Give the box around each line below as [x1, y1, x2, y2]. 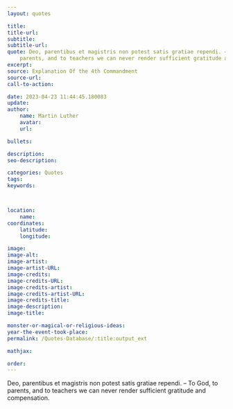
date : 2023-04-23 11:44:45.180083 [7, 93, 107, 101]
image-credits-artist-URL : [7, 290, 85, 297]
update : [7, 100, 30, 107]
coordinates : [7, 220, 45, 227]
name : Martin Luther [19, 112, 79, 120]
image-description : [7, 303, 64, 311]
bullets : [7, 138, 33, 145]
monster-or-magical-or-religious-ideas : [7, 322, 126, 329]
